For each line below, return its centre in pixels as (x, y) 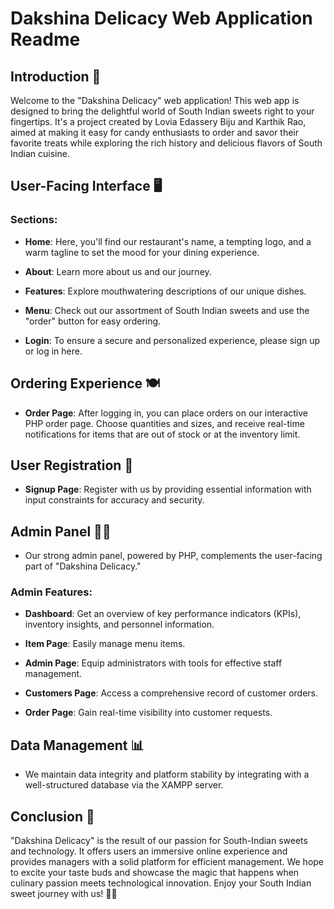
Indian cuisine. (40, 153)
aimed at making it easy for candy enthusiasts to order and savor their (155, 132)
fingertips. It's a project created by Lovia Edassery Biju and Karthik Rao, (158, 121)
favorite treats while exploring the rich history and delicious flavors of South (166, 143)
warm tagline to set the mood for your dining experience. (142, 252)
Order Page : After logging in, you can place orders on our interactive (166, 413)
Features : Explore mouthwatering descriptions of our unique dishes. (165, 291)
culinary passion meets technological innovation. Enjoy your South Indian (161, 883)
